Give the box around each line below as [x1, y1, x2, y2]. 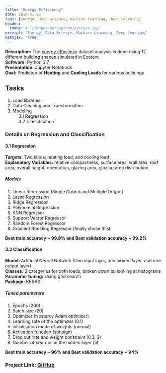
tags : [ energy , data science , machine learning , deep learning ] [5, 16, 141, 21]
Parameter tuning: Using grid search [5, 273, 81, 279]
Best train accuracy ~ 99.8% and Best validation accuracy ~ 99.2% [5, 235, 147, 241]
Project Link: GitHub [5, 361, 55, 368]
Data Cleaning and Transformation [12, 102, 83, 108]
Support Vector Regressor [12, 215, 66, 221]
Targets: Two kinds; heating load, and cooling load [5, 154, 109, 160]
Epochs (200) [12, 302, 41, 308]
